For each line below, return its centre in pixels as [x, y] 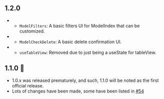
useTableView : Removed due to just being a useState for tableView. [88, 52]
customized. [32, 31]
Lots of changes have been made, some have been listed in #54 [78, 91]
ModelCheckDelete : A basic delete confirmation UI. [70, 42]
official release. [28, 85]
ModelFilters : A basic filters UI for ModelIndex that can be [79, 26]
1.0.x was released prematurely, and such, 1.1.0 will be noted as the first [85, 80]
